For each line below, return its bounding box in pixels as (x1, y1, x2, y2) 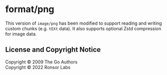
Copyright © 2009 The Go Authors (5, 59, 78, 65)
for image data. (5, 31, 37, 37)
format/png (5, 4, 54, 15)
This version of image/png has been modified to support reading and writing (5, 20, 162, 26)
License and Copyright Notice (5, 45, 101, 54)
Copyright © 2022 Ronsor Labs (5, 64, 71, 70)
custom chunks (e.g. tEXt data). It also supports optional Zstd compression (5, 25, 161, 31)
